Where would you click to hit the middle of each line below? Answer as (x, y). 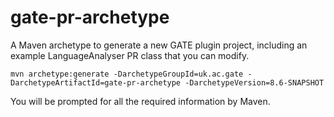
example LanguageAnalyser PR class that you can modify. (130, 55)
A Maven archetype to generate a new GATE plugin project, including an (159, 45)
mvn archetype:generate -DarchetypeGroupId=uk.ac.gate (127, 74)
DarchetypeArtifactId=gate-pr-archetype (96, 82)
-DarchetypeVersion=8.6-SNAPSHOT (254, 82)
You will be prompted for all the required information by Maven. (140, 101)
